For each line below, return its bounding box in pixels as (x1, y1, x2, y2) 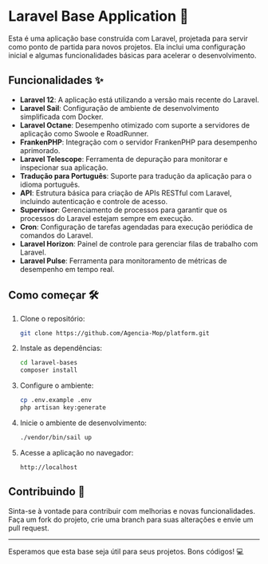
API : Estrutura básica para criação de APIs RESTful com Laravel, (19, 187, 233, 198)
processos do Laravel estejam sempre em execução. (19, 213, 194, 223)
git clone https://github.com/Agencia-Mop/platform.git (19, 329, 210, 337)
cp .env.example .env (19, 396, 92, 404)
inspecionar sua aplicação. (19, 163, 108, 172)
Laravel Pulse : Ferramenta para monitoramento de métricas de (19, 255, 227, 266)
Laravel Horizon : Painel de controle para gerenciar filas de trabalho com (19, 239, 258, 248)
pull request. (8, 523, 49, 533)
